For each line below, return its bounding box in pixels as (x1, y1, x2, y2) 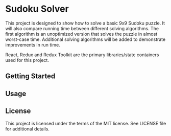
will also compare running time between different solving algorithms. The (5, 25, 159, 31)
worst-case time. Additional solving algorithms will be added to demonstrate (5, 36, 166, 42)
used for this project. (5, 57, 50, 63)
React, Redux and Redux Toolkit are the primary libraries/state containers (5, 52, 159, 58)
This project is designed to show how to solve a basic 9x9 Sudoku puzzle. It (5, 20, 165, 26)
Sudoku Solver (5, 3, 69, 15)
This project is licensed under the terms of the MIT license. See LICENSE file (5, 120, 166, 126)
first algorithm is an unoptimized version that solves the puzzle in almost (5, 31, 158, 37)
